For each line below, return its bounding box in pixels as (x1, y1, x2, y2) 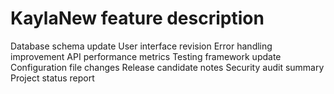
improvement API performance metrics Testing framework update (10, 50, 282, 62)
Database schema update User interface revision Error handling (10, 40, 273, 52)
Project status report (10, 72, 95, 84)
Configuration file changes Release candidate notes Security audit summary (10, 61, 325, 73)
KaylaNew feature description (10, 7, 265, 30)
